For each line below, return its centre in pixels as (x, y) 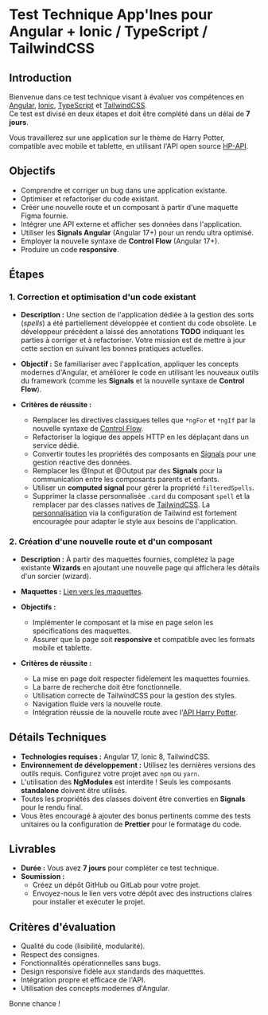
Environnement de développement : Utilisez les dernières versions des (138, 764)
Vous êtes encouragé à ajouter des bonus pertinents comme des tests (136, 815)
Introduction (41, 78)
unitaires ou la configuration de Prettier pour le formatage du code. (131, 824)
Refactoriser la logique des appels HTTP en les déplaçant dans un (141, 437)
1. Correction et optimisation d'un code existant (103, 297)
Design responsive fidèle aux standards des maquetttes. (113, 971)
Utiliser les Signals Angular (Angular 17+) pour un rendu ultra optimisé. (137, 232)
